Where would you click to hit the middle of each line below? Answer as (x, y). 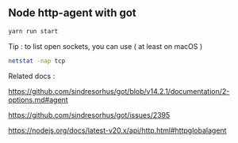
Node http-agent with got (72, 13)
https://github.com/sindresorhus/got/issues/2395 (89, 115)
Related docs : (32, 76)
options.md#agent (38, 100)
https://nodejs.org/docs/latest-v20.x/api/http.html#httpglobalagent (117, 130)
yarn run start (33, 31)
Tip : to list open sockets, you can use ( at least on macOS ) (106, 46)
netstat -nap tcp (37, 61)
